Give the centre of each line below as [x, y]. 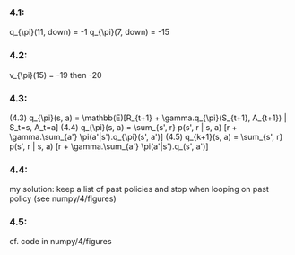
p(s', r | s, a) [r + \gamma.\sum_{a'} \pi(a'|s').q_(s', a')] [109, 146]
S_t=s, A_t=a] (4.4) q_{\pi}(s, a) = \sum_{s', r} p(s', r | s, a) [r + [123, 127]
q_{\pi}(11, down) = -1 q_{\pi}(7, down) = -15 [90, 32]
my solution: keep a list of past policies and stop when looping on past [139, 189]
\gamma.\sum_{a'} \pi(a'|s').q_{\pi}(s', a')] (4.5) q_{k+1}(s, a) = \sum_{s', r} [146, 136]
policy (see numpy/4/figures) [63, 198]
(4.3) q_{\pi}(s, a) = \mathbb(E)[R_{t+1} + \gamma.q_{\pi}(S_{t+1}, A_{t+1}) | [148, 118]
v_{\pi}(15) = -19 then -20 [56, 75]
